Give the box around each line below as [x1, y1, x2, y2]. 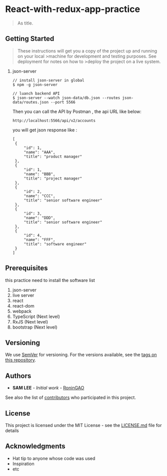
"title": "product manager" [23, 154, 82, 159]
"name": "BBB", [23, 171, 55, 176]
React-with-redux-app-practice [5, 3, 140, 15]
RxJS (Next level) [12, 318, 48, 324]
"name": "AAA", [23, 149, 55, 154]
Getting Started [5, 34, 54, 43]
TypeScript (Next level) [12, 313, 60, 319]
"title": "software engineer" [23, 241, 87, 246]
